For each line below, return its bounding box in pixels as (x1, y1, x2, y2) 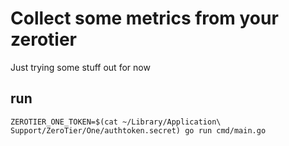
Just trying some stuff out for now (10, 61, 151, 73)
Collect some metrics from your (10, 7, 279, 30)
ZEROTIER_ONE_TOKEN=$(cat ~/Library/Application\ (10, 117, 222, 127)
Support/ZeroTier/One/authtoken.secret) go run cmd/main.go (10, 125, 267, 136)
